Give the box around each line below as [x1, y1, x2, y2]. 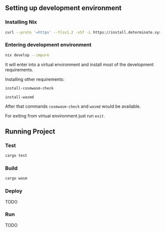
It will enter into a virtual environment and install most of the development [5, 61, 154, 67]
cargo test [5, 153, 27, 158]
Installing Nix [5, 19, 37, 26]
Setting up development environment [5, 4, 122, 12]
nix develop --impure [5, 53, 50, 58]
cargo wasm [5, 176, 27, 181]
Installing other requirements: [5, 76, 65, 82]
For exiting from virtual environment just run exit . [5, 113, 105, 119]
